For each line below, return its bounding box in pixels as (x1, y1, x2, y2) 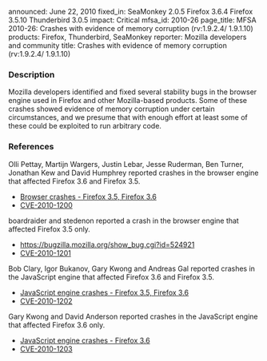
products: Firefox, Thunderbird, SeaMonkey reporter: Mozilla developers (8, 32, 247, 42)
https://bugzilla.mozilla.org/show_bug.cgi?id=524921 (19, 240, 195, 249)
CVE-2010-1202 (19, 296, 74, 306)
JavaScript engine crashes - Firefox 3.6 (19, 335, 150, 345)
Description (8, 69, 55, 80)
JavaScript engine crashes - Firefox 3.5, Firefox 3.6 (19, 288, 189, 297)
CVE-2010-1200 (19, 200, 74, 210)
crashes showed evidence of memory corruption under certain (8, 104, 216, 114)
